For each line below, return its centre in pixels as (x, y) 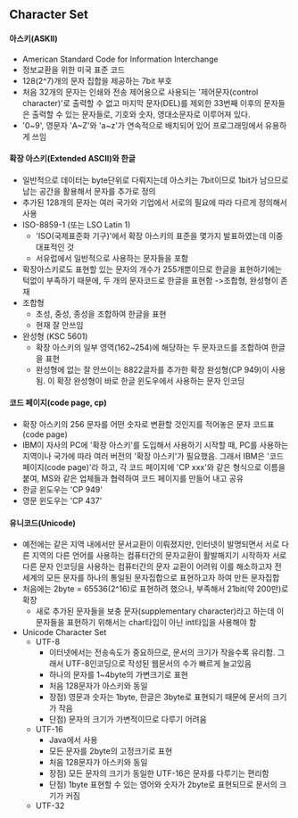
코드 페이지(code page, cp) (58, 403)
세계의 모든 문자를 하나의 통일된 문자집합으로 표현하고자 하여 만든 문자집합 (151, 578)
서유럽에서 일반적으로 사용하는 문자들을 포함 (112, 258)
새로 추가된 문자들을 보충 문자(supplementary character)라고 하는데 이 (160, 611)
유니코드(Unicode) (42, 523)
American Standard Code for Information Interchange (120, 59)
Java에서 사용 (73, 740)
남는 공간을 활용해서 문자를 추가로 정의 (89, 191)
